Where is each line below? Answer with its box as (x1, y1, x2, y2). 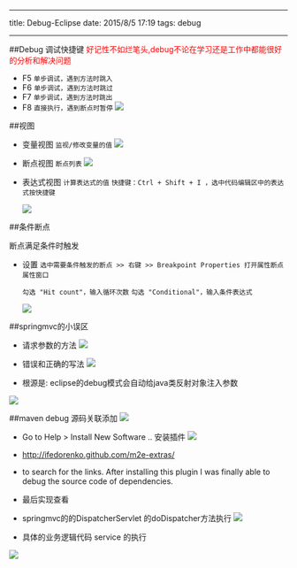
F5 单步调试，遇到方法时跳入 (21, 73, 113, 83)
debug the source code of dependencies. (21, 476, 174, 487)
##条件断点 (9, 222, 50, 232)
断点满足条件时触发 (9, 241, 80, 250)
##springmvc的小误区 (9, 321, 89, 332)
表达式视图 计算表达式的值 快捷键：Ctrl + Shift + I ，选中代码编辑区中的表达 (21, 177, 285, 187)
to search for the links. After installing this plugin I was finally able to (21, 466, 270, 477)
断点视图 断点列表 (21, 158, 82, 168)
